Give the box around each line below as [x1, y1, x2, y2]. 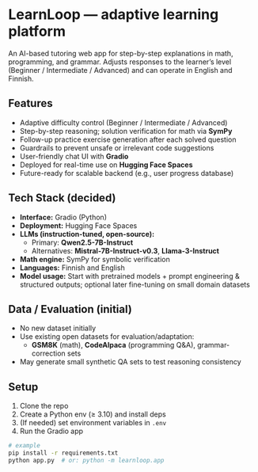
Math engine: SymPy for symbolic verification [19, 254, 170, 264]
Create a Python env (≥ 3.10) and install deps [19, 409, 166, 419]
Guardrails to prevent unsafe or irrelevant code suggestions [19, 143, 214, 152]
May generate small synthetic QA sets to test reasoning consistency [19, 357, 241, 367]
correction [31, 348, 66, 358]
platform [8, 22, 66, 40]
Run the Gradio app [19, 426, 84, 436]
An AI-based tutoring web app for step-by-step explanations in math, [8, 48, 233, 58]
